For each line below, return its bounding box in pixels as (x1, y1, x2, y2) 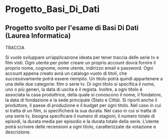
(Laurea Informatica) (5, 31, 71, 40)
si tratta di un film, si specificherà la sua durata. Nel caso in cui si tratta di (5, 108, 156, 113)
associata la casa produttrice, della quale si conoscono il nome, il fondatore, (5, 92, 162, 97)
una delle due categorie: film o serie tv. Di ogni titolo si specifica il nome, (5, 81, 155, 87)
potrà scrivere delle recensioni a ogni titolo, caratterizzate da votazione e (5, 124, 156, 129)
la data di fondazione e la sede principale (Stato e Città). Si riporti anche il (5, 97, 157, 103)
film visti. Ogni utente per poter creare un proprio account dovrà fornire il (5, 60, 156, 66)
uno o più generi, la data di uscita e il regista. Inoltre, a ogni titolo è (5, 86, 143, 92)
